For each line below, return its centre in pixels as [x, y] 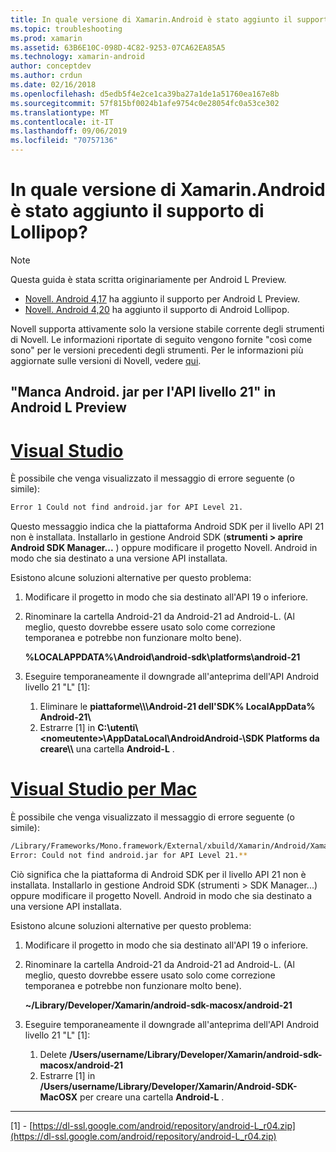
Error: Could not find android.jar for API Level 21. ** [129, 855]
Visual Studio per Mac [104, 789]
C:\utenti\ [118, 728]
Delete [53, 1054]
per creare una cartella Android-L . [152, 1097]
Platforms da [292, 738]
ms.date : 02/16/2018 [53, 85]
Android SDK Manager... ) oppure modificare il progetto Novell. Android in [164, 548]
